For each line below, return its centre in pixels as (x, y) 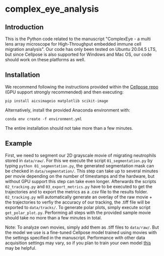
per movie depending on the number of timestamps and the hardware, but (80, 176)
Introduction (24, 27)
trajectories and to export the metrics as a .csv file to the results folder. (77, 191)
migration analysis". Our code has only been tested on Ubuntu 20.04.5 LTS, (81, 49)
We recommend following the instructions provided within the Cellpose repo (82, 87)
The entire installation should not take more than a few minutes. (69, 128)
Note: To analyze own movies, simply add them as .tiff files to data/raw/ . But (82, 227)
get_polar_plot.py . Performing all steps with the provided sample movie (78, 212)
